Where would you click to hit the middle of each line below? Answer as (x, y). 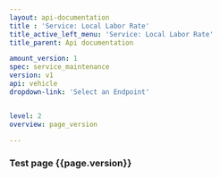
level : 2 (25, 116)
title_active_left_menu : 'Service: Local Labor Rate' (112, 34)
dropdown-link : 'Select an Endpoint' (80, 92)
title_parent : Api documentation (72, 42)
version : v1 (31, 76)
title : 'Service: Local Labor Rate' (80, 26)
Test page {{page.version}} (71, 164)
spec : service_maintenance (59, 67)
